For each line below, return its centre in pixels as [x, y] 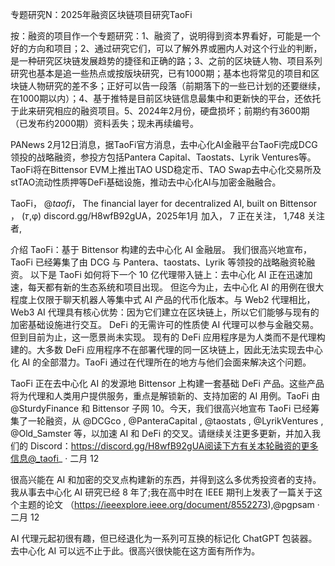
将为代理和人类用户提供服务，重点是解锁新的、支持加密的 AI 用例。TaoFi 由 [165, 396]
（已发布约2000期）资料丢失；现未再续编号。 [105, 123]
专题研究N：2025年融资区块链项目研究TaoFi [101, 14]
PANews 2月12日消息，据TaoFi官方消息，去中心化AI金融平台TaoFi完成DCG [164, 144]
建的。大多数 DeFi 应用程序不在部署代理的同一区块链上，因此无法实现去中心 [166, 349]
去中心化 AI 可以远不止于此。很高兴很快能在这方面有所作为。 [135, 551]
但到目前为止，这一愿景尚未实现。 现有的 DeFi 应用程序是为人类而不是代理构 [168, 337]
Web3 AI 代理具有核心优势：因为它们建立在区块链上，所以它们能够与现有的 [165, 312]
